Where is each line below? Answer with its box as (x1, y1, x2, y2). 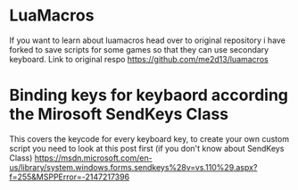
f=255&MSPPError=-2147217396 (9, 171, 130, 182)
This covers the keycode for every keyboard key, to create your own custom (9, 133, 290, 144)
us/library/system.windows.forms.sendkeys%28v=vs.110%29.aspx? (9, 161, 258, 172)
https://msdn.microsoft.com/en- (34, 153, 153, 163)
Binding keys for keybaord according (9, 86, 288, 105)
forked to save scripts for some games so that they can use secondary (9, 44, 269, 54)
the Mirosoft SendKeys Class (9, 104, 229, 125)
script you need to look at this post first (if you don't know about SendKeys (9, 143, 285, 153)
